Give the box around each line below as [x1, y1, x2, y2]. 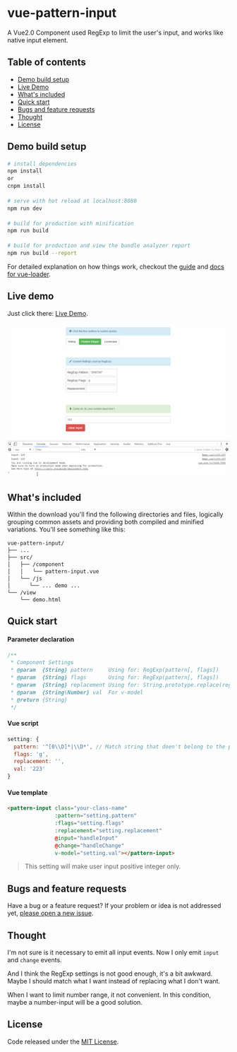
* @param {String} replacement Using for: [10, 682, 140, 689]
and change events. [7, 956, 62, 964]
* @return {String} [10, 696, 68, 704]
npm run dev [7, 205, 42, 212]
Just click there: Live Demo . [7, 309, 88, 317]
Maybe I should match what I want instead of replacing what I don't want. [7, 977, 221, 986]
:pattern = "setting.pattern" [54, 812, 138, 820]
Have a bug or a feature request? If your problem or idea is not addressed [7, 902, 221, 910]
